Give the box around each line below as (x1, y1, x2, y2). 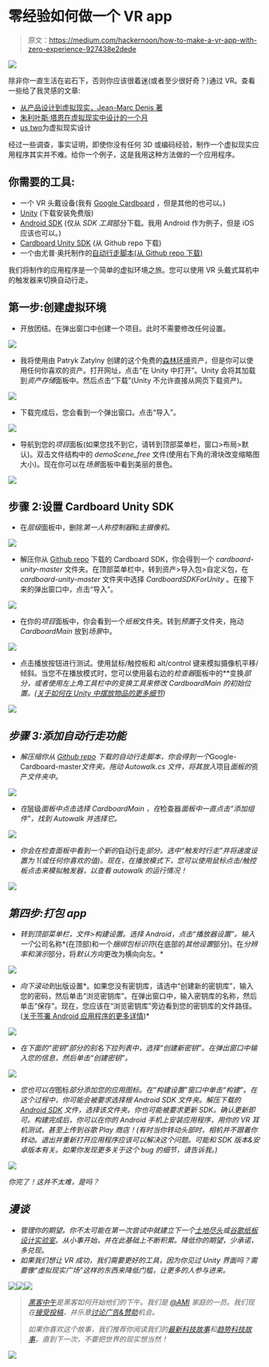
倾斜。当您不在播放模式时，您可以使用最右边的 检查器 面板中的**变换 (19, 668, 244, 678)
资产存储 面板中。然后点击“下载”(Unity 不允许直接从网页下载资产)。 (26, 375, 247, 385)
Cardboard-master (19, 762, 81, 771)
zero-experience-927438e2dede (27, 44, 137, 54)
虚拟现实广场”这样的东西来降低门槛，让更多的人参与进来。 (37, 1265, 230, 1275)
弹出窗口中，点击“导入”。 (34, 584, 118, 594)
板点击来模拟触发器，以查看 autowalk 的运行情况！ (19, 866, 188, 875)
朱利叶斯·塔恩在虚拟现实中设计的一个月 (19, 113, 148, 122)
